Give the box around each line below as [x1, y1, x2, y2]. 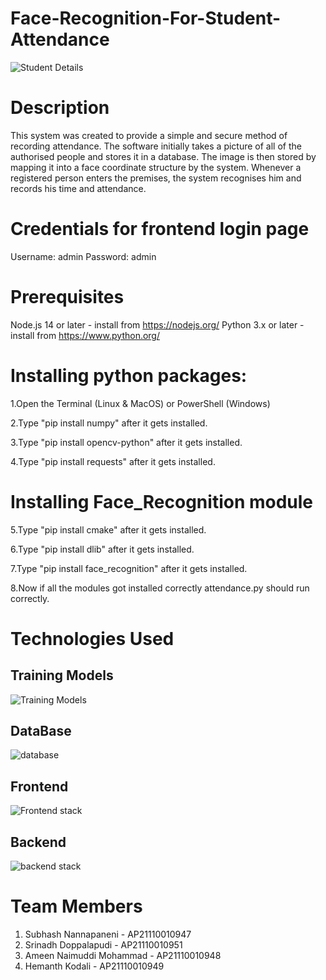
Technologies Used [10, 627, 175, 650]
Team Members [10, 895, 143, 918]
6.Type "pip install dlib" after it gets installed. [10, 543, 195, 555]
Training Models [10, 667, 114, 684]
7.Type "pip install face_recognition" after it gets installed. [10, 562, 248, 574]
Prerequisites [10, 286, 125, 308]
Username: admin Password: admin [10, 250, 157, 262]
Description [10, 97, 110, 119]
